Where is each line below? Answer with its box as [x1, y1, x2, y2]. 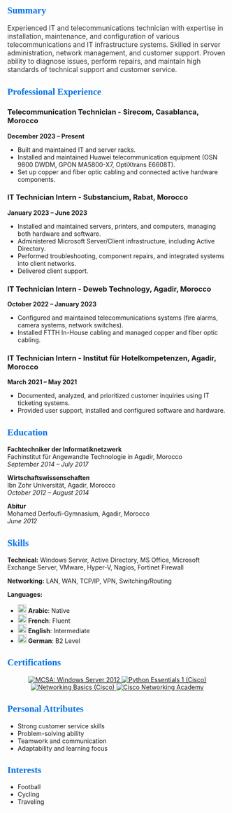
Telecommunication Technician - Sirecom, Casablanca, [7, 107, 199, 117]
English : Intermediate [27, 627, 90, 635]
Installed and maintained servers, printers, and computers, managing [17, 222, 217, 230]
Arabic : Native [27, 607, 70, 615]
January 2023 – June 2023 [7, 208, 87, 217]
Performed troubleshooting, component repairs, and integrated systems [17, 251, 225, 260]
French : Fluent [27, 616, 71, 625]
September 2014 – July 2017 [7, 460, 89, 469]
